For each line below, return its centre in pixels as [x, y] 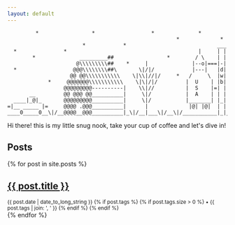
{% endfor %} [27, 215]
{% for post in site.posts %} [47, 164]
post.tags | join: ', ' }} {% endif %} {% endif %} [63, 208]
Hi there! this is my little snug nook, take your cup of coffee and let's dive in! [117, 125]
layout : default [31, 14]
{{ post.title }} [38, 186]
